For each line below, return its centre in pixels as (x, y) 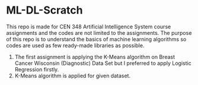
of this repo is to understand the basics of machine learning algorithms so (96, 39)
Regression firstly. (37, 69)
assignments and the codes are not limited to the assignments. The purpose (99, 32)
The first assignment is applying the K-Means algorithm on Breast (95, 57)
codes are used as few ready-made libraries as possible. (75, 45)
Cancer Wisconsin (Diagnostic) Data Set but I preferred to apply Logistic (103, 63)
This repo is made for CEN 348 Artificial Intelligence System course (89, 27)
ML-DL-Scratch (44, 10)
